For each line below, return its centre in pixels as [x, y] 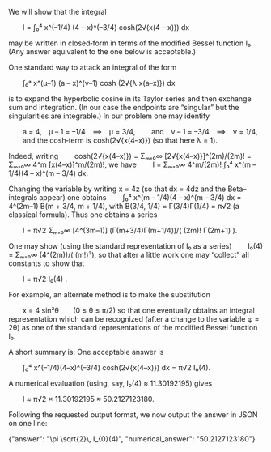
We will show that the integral [57, 12]
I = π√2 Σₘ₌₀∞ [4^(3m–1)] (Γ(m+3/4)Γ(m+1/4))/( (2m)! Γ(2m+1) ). [130, 230]
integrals [23, 197]
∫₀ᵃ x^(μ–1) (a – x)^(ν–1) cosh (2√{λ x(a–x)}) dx [99, 83]
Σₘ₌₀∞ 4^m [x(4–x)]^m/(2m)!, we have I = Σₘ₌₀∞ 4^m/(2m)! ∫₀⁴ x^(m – [132, 164]
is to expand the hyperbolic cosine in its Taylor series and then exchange [130, 99]
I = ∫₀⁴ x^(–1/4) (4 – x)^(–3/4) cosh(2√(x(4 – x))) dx [106, 27]
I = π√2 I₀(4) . [45, 279]
